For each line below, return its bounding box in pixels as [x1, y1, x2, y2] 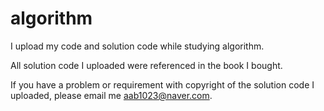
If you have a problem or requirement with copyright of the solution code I [10, 78, 315, 91]
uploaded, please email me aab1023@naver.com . [10, 89, 213, 101]
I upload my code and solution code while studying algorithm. [10, 40, 265, 52]
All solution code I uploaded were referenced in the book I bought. [10, 59, 283, 71]
